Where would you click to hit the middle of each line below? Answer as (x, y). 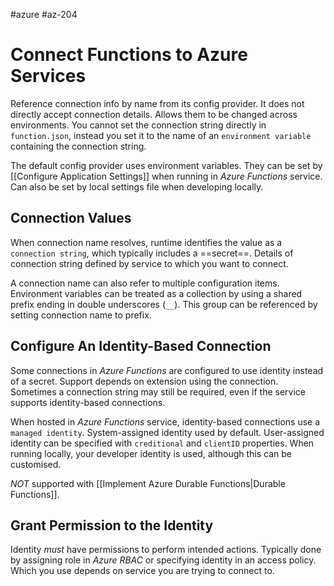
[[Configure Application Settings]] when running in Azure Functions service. (166, 176)
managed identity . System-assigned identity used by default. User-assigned (167, 432)
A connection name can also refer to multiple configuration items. (145, 283)
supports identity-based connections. (88, 402)
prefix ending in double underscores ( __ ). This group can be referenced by (164, 304)
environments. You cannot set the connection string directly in (138, 125)
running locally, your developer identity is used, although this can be (151, 453)
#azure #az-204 (44, 14)
